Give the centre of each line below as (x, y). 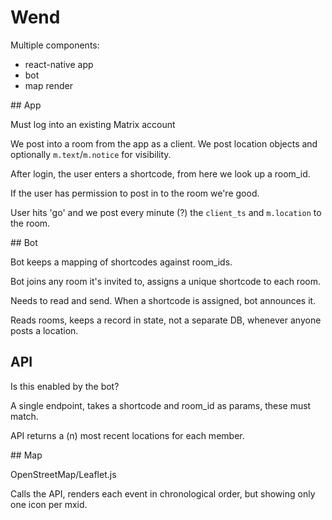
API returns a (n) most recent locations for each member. (127, 435)
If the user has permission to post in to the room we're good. (135, 193)
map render (48, 85)
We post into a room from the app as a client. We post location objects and (164, 143)
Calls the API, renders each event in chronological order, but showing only (163, 493)
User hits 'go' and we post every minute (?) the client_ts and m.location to (166, 212)
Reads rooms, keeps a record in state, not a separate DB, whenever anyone (166, 320)
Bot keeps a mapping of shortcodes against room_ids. (121, 262)
